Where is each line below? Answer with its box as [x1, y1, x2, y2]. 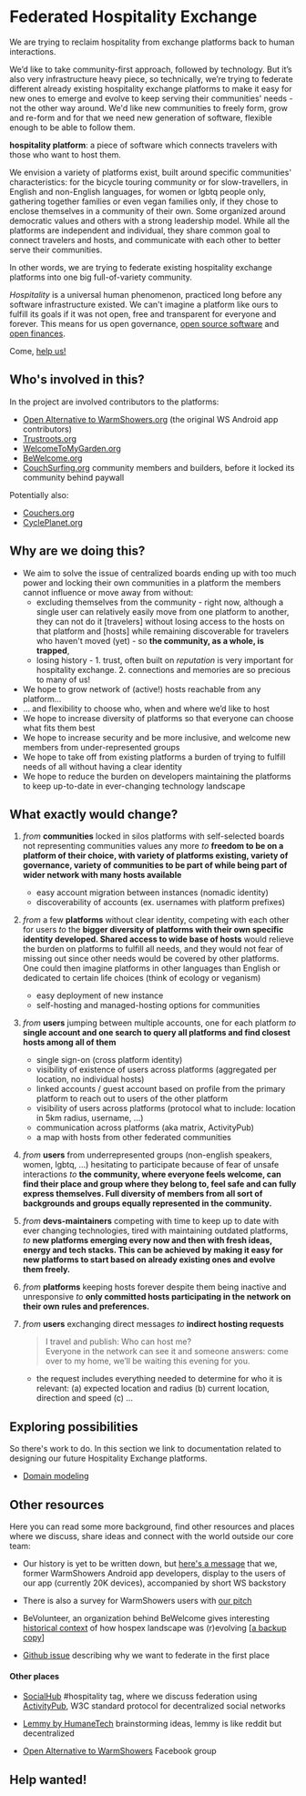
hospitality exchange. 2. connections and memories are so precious [36, 664, 291, 675]
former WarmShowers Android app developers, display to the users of [22, 1568, 286, 1578]
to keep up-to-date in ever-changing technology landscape [22, 781, 246, 791]
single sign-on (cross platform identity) [36, 1055, 183, 1066]
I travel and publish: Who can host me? [45, 1336, 192, 1347]
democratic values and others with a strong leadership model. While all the [9, 215, 290, 226]
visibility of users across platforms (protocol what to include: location [36, 1103, 296, 1114]
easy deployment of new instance [36, 990, 164, 1001]
